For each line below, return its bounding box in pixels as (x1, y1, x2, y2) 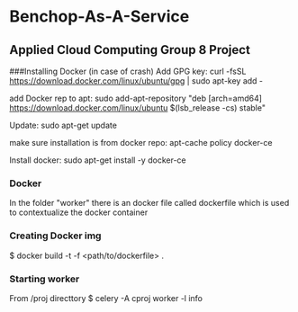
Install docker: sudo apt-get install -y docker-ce (9, 155, 186, 165)
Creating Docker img (9, 229, 102, 242)
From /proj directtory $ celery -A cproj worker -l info (9, 292, 203, 303)
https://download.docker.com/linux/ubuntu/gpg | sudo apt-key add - (9, 76, 264, 86)
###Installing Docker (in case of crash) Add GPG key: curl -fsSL (9, 66, 247, 76)
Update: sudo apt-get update (9, 120, 117, 130)
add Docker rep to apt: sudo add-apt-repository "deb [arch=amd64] (9, 93, 263, 103)
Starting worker (9, 272, 80, 285)
